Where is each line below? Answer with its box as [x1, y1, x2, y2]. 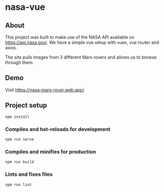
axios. [5, 45, 17, 50]
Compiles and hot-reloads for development [5, 125, 111, 132]
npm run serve [5, 137, 34, 142]
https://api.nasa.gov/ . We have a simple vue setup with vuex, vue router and [5, 39, 159, 45]
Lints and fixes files [5, 171, 53, 178]
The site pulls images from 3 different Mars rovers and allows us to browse [5, 54, 157, 60]
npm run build [5, 159, 34, 164]
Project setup [5, 101, 48, 110]
